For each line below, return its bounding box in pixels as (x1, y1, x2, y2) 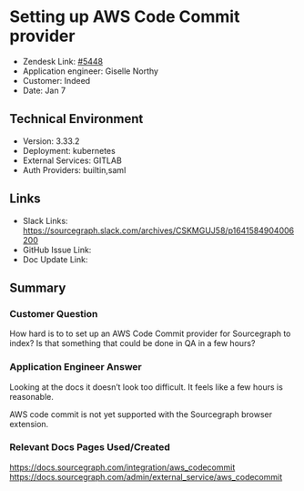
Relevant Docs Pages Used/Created (9, 441, 171, 454)
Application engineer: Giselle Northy (22, 66, 159, 77)
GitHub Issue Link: (22, 244, 92, 255)
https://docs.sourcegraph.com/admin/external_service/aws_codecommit (9, 471, 283, 482)
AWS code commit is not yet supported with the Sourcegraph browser (9, 408, 273, 420)
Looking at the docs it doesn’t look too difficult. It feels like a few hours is (9, 381, 284, 393)
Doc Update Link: (22, 253, 88, 265)
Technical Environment (9, 111, 144, 127)
